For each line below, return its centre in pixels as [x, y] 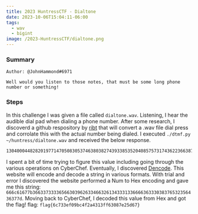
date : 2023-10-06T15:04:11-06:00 [47, 17]
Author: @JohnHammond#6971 [39, 72]
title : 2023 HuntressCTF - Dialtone [51, 11]
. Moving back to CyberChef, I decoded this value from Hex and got [104, 198]
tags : [13, 22]
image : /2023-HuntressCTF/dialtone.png [55, 39]
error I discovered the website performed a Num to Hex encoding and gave [97, 180]
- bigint [22, 34]
